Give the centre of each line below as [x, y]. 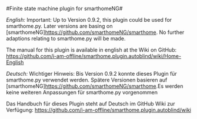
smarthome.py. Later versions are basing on [59, 26]
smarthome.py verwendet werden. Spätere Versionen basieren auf [87, 80]
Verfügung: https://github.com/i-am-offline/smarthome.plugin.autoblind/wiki [98, 110]
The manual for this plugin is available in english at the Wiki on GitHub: [91, 50]
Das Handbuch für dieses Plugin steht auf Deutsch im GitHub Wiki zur [91, 104]
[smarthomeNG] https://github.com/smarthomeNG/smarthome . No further [95, 32]
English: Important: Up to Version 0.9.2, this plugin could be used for [89, 20]
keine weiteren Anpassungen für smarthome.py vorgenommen [82, 92]
